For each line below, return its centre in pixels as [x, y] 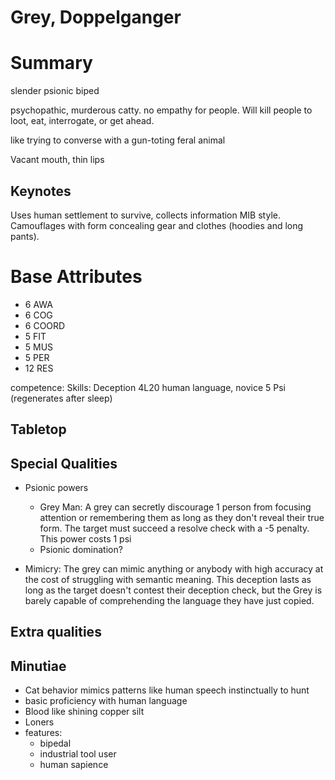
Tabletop [38, 429]
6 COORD [45, 325]
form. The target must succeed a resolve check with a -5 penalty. [174, 528]
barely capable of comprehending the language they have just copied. [169, 601]
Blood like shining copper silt [84, 712]
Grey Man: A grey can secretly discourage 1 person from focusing [175, 507]
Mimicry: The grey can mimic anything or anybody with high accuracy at [174, 569]
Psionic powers [56, 488]
